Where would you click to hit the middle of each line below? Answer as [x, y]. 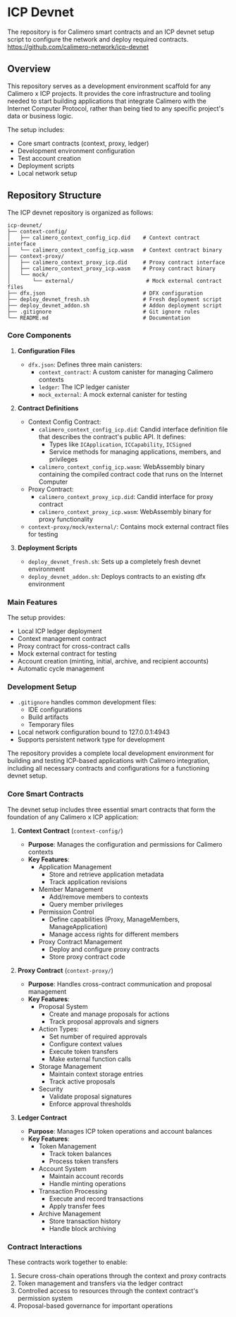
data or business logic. [41, 116]
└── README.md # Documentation [99, 318]
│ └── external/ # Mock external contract [114, 281]
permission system [45, 1299]
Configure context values [86, 1043]
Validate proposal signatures [91, 1096]
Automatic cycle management [61, 669]
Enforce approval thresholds [90, 1103]
